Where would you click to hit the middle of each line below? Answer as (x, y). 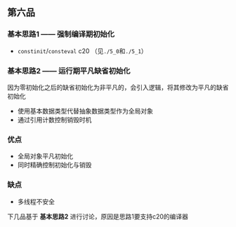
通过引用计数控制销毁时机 (54, 119)
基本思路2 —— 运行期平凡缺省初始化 (69, 71)
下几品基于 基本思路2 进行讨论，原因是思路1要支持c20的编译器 (98, 216)
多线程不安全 (36, 201)
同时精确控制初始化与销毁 (54, 165)
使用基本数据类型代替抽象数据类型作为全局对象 (85, 111)
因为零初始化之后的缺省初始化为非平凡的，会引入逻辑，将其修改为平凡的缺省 (118, 87)
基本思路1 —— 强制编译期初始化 (61, 34)
